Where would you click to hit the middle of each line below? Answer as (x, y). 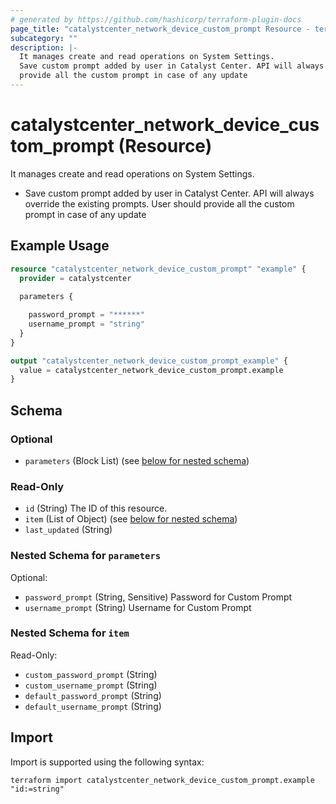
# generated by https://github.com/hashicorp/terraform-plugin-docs (156, 19)
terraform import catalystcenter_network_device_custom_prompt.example (162, 780)
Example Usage (60, 246)
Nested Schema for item (70, 633)
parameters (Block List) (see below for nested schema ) (137, 460)
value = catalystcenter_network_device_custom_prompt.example (151, 370)
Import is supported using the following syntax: (107, 762)
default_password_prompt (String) (93, 695)
